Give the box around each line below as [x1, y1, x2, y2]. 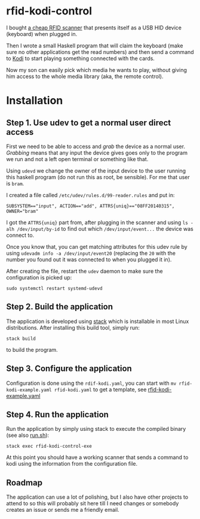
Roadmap [6, 478, 43, 488]
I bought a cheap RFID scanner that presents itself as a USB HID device [6, 24, 182, 31]
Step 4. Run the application [6, 409, 109, 420]
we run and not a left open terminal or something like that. [6, 155, 149, 162]
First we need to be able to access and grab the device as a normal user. [6, 143, 186, 150]
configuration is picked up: [6, 274, 72, 281]
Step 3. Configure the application [6, 364, 133, 374]
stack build [6, 336, 36, 342]
